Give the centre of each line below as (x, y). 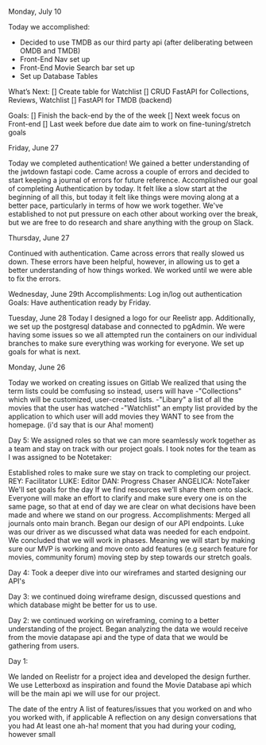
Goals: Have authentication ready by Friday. (80, 302)
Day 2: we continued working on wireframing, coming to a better (114, 620)
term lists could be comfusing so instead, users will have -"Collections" (125, 391)
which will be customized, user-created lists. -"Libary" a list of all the (121, 400)
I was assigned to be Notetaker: (60, 457)
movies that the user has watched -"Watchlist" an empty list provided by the (133, 408)
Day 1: (18, 661)
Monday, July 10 (35, 12)
